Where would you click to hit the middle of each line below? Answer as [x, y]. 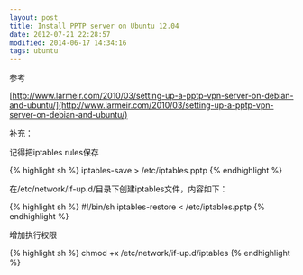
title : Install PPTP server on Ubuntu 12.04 [94, 26]
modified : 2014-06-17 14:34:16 [68, 43]
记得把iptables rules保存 [54, 153]
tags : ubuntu [34, 51]
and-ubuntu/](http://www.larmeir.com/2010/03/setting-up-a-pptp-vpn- [142, 105]
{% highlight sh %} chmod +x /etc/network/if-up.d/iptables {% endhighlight [150, 253]
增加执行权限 [33, 235]
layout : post [34, 18]
